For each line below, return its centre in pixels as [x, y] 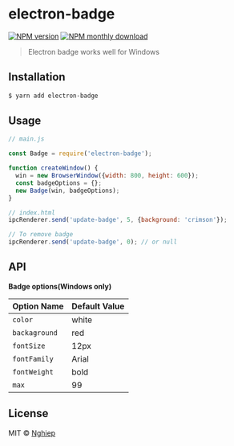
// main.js [26, 139]
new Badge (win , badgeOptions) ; [68, 190]
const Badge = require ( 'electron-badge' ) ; [80, 153]
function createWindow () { [53, 168]
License [28, 413]
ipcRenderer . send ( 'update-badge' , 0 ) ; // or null [93, 242]
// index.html [32, 213]
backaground [35, 333]
